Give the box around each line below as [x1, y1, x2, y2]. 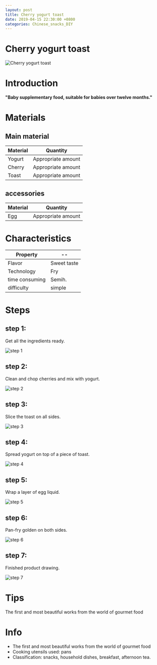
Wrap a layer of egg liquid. [5, 489, 60, 495]
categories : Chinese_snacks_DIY [5, 21, 73, 27]
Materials [5, 112, 46, 124]
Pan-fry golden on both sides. [5, 527, 67, 533]
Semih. [50, 276, 67, 283]
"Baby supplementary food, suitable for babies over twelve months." [5, 94, 152, 100]
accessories [5, 189, 45, 197]
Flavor [8, 260, 23, 267]
